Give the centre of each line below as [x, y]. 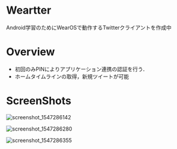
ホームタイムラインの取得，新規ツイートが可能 [72, 76]
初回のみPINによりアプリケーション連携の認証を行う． [81, 69]
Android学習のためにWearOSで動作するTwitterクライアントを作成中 [89, 27]
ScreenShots [39, 101]
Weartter [29, 10]
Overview [31, 52]
